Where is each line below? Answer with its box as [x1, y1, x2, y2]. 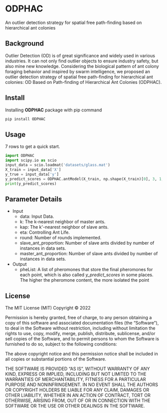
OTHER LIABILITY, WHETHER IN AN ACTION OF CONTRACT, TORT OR [5, 393, 151, 398]
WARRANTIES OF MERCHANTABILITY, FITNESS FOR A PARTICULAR [5, 377, 146, 382]
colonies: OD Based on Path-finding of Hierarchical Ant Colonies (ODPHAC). [5, 79, 162, 85]
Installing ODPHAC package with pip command [5, 107, 102, 113]
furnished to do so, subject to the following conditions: [5, 341, 117, 347]
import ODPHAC [5, 153, 35, 158]
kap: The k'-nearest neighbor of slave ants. [19, 224, 109, 230]
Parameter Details [5, 195, 62, 203]
